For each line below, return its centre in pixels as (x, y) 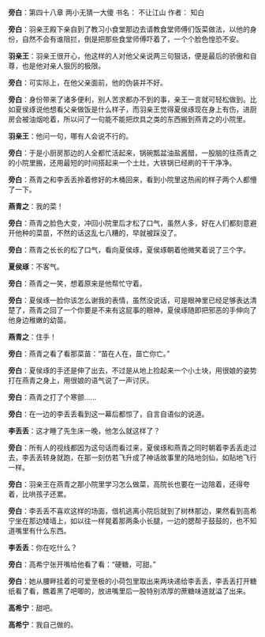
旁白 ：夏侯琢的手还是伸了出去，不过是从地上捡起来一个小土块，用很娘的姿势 (132, 370)
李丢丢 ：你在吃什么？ (43, 548)
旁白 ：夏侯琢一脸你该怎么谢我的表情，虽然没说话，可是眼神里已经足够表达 (129, 300)
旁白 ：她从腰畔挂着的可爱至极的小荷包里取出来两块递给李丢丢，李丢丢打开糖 (132, 581)
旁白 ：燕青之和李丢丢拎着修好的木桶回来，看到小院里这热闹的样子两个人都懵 (132, 180)
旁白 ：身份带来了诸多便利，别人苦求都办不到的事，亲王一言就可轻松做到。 (129, 99)
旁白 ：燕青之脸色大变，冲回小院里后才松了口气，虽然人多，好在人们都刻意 (129, 223)
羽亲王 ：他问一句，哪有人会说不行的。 (70, 136)
